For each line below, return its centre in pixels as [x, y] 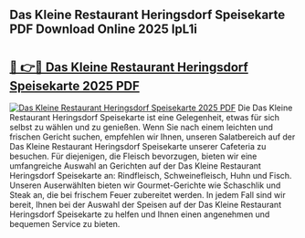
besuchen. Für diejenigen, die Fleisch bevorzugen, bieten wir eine [133, 156]
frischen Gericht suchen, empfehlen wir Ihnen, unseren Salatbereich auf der [152, 137]
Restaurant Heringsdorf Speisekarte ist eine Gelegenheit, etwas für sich [145, 117]
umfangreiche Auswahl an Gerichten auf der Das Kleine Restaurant [136, 166]
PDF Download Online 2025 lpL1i [104, 30]
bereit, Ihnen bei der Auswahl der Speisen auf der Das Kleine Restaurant [145, 205]
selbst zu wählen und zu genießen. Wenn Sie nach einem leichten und [142, 127]
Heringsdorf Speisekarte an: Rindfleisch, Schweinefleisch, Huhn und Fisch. [151, 176]
